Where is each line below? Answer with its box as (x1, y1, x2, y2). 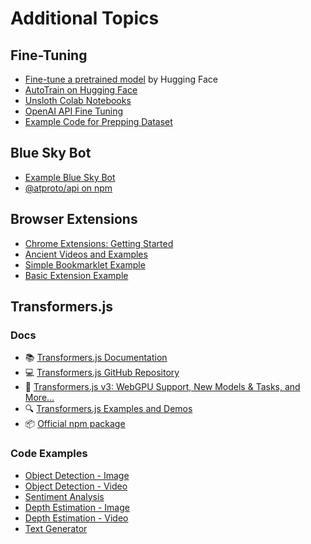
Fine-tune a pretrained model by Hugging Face (24, 73, 218, 85)
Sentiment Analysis (24, 490, 105, 502)
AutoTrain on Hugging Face (24, 84, 138, 96)
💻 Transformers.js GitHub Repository (24, 367, 180, 379)
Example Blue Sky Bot (24, 171, 116, 183)
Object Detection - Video (24, 480, 128, 492)
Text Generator (24, 522, 88, 534)
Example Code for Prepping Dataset (24, 116, 173, 127)
